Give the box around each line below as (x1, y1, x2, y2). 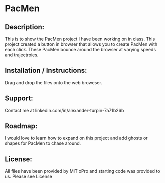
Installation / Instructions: (5, 66, 87, 75)
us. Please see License (5, 173, 52, 180)
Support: (5, 94, 33, 103)
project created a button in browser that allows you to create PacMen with (5, 41, 158, 47)
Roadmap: (5, 122, 38, 130)
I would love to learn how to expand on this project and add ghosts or (5, 135, 148, 141)
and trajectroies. (5, 52, 39, 58)
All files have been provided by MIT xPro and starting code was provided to (5, 168, 160, 174)
